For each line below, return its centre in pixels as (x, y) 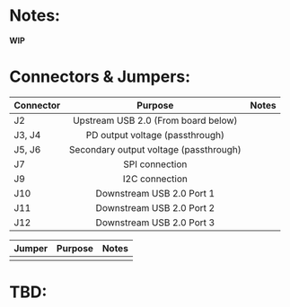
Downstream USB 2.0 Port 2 (155, 207)
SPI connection (155, 164)
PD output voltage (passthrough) (155, 135)
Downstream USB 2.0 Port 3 (155, 223)
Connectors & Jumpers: (100, 77)
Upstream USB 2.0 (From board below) (155, 120)
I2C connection (155, 179)
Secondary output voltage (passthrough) (155, 149)
